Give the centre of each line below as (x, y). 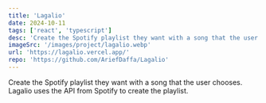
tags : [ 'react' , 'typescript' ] (60, 30)
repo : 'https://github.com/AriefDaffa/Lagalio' (89, 60)
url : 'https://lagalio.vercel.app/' (69, 52)
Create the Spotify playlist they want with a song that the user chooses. (125, 82)
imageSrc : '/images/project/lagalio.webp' (80, 45)
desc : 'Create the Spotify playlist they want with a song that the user (133, 38)
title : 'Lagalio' (37, 15)
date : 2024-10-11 (37, 23)
